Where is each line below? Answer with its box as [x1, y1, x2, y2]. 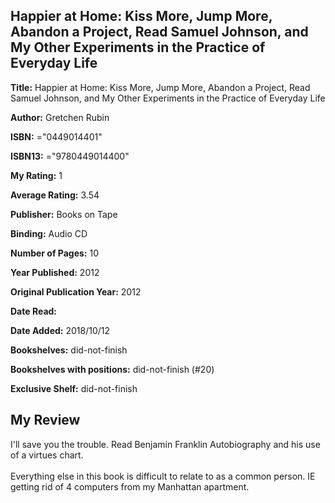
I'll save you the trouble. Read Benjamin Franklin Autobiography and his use [10, 438, 321, 450]
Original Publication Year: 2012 [10, 285, 142, 298]
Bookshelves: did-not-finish [10, 344, 128, 356]
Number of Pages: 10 [10, 247, 100, 259]
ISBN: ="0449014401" [10, 130, 103, 143]
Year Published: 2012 [10, 266, 100, 278]
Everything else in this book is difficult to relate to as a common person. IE [10, 470, 316, 482]
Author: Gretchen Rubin [10, 111, 110, 123]
